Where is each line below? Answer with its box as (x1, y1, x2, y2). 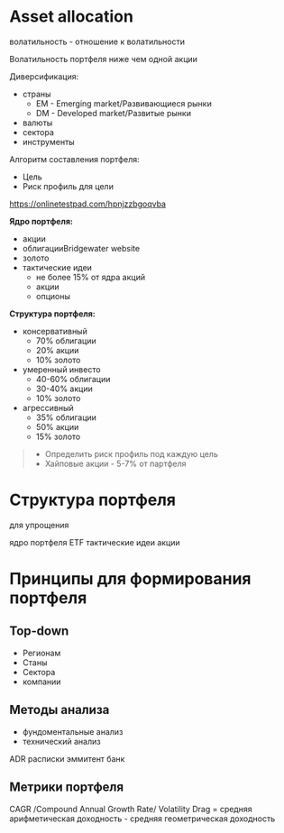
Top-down (9, 624, 69, 639)
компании (22, 676, 61, 687)
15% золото (35, 431, 81, 442)
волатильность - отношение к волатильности (9, 36, 185, 47)
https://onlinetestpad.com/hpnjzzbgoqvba (9, 198, 167, 209)
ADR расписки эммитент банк (9, 753, 125, 764)
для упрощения (9, 519, 69, 530)
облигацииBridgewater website (22, 243, 141, 253)
